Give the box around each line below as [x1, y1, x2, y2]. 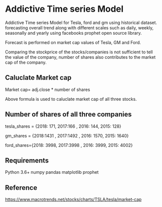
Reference [5, 184, 38, 192]
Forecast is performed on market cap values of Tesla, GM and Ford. [5, 39, 141, 45]
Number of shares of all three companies [5, 110, 132, 118]
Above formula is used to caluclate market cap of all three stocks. [5, 96, 137, 102]
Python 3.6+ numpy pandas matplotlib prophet [5, 169, 99, 175]
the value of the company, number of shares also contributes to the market [5, 54, 156, 60]
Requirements [5, 156, 49, 164]
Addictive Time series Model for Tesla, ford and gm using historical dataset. [5, 20, 157, 25]
